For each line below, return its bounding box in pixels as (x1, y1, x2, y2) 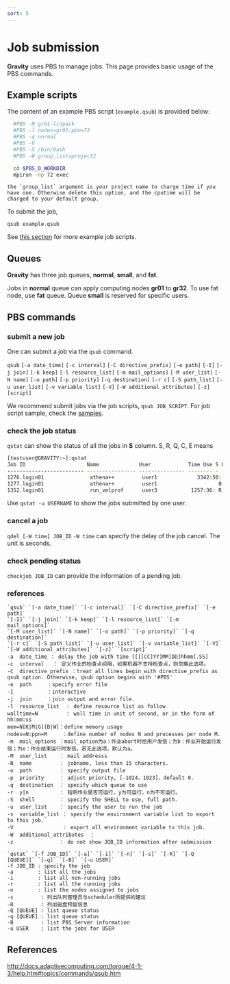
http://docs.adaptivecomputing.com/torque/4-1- (7, 962, 143, 970)
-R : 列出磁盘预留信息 (7, 901, 88, 908)
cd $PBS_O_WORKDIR (13, 165, 66, 172)
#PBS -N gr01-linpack (13, 121, 75, 127)
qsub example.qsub (7, 220, 60, 228)
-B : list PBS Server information (7, 919, 130, 926)
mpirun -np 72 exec (13, 171, 69, 178)
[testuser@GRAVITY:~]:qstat (7, 455, 88, 462)
